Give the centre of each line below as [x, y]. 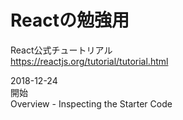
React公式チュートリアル [61, 50]
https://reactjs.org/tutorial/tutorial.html [89, 61]
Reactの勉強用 [70, 20]
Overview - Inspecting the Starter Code [91, 103]
